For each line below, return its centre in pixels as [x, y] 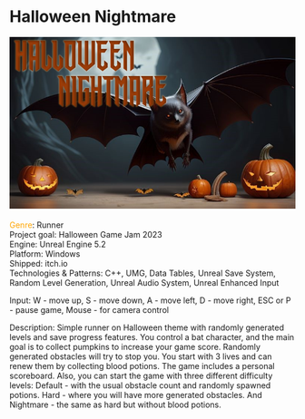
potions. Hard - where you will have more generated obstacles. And [136, 395]
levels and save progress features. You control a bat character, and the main [152, 337]
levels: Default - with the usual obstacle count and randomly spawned [140, 385]
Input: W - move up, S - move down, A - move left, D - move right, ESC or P [150, 300]
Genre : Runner [37, 225]
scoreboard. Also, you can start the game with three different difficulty [141, 376]
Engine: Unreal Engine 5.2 [58, 244]
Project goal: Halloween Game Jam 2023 [86, 235]
